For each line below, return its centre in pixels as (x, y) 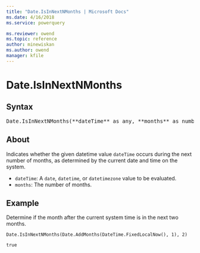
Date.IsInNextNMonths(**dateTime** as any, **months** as (93, 121)
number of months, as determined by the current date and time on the (92, 160)
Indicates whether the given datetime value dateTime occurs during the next (99, 154)
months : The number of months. (53, 185)
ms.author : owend (28, 50)
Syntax (20, 107)
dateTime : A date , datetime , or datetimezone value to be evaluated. (96, 178)
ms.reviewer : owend (30, 33)
